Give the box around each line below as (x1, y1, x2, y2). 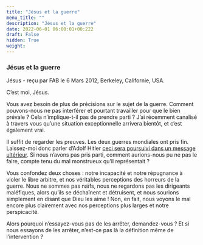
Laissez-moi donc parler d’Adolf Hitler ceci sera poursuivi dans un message (6, 144, 196, 152)
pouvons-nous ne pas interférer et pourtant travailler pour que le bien (6, 107, 181, 115)
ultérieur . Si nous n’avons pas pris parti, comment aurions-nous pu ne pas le (6, 151, 198, 158)
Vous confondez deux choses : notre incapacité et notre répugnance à (6, 169, 183, 177)
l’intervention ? (6, 233, 44, 241)
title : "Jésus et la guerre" (6, 9, 80, 15)
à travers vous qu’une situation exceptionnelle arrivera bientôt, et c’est (6, 120, 182, 127)
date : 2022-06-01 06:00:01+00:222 (6, 26, 94, 32)
